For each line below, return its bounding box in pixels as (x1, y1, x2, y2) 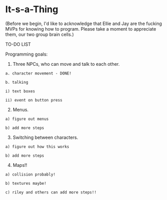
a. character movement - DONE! (5, 70, 72, 76)
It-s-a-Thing (5, 4, 59, 15)
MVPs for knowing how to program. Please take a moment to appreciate (5, 26, 156, 32)
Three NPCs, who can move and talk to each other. (12, 61, 120, 67)
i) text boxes (5, 88, 36, 94)
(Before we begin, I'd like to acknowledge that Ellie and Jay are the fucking (5, 20, 162, 27)
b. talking (5, 80, 29, 85)
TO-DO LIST (5, 41, 32, 47)
